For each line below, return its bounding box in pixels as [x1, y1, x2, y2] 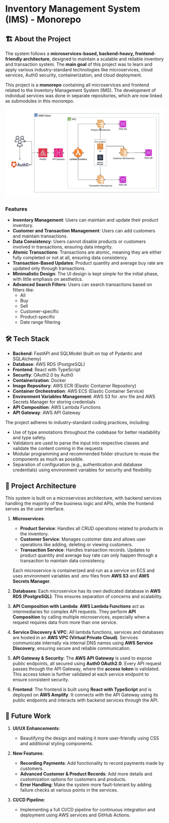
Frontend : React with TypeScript [12, 366, 81, 373]
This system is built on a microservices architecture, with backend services [5, 495, 162, 501]
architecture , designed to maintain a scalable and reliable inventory [23, 56, 164, 62]
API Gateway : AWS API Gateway [12, 409, 81, 416]
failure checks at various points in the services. [20, 787, 119, 793]
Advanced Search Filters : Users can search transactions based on [12, 281, 152, 287]
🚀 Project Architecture [5, 481, 77, 490]
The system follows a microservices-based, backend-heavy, [5, 51, 135, 56]
